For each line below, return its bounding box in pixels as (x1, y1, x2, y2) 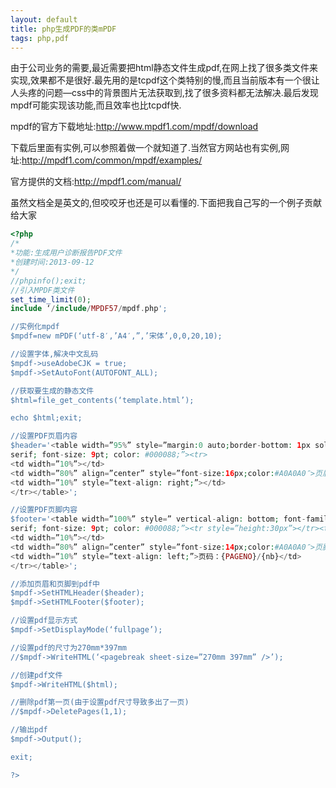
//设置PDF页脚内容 (10, 505, 78, 515)
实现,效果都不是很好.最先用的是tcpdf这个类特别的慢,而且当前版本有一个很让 (10, 74, 320, 86)
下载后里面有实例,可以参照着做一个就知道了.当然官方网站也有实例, (10, 142, 282, 154)
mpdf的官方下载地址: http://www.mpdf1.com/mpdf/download (10, 121, 259, 133)
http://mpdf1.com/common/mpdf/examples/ (21, 154, 203, 166)
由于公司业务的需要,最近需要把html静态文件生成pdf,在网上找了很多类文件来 (10, 62, 319, 74)
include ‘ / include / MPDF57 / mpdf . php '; (10, 304, 168, 314)
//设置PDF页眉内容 (10, 431, 78, 441)
